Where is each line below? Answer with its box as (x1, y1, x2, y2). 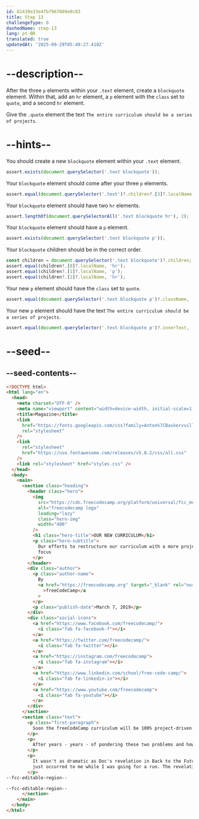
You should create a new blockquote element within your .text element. (6, 158, 182, 165)
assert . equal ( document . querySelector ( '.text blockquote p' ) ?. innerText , (6, 325, 190, 330)
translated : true (6, 36, 49, 42)
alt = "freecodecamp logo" (37, 505, 99, 511)
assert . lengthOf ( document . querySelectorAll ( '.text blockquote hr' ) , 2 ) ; (6, 213, 190, 219)
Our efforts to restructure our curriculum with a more (37, 543, 179, 550)
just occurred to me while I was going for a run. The (32, 763, 171, 770)
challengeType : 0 (6, 20, 49, 25)
